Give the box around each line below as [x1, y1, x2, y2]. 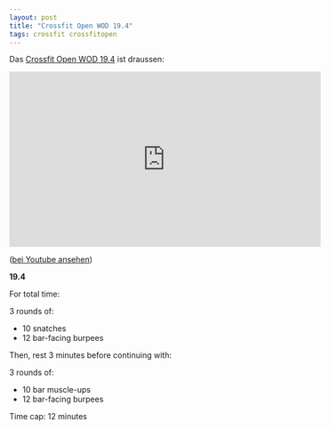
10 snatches [21, 323, 67, 334]
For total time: [9, 288, 60, 299]
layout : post [9, 12, 58, 22]
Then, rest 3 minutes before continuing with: [9, 350, 172, 361]
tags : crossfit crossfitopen [9, 29, 117, 38]
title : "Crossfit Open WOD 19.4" [9, 21, 133, 30]
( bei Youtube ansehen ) [9, 255, 93, 265]
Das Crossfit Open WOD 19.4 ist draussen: [9, 54, 165, 65]
